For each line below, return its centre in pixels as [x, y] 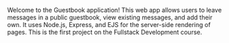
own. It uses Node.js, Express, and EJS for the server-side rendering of [109, 25]
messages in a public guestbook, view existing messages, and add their [110, 17]
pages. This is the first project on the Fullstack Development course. [105, 32]
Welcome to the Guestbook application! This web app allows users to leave [114, 10]
